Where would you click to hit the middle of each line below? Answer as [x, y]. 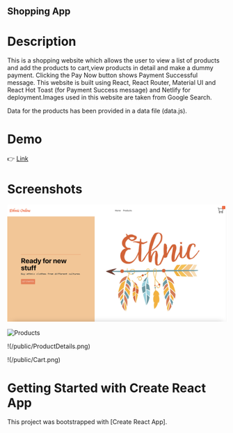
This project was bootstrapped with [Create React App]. [87, 422]
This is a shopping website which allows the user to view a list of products [114, 60]
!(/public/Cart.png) [34, 360]
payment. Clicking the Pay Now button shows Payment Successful [103, 75]
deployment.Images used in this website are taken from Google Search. [110, 97]
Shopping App [39, 11]
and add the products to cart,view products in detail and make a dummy [110, 68]
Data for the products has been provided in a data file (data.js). [97, 111]
